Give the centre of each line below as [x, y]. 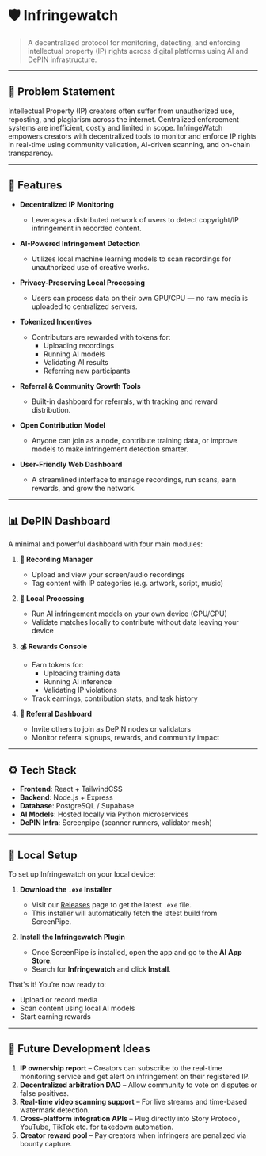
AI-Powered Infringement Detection [80, 243]
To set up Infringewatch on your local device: [82, 874]
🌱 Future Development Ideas [79, 1049]
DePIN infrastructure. [62, 59]
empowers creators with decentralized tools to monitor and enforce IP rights [133, 136]
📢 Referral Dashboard [56, 714]
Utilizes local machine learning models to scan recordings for [131, 259]
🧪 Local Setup [43, 855]
